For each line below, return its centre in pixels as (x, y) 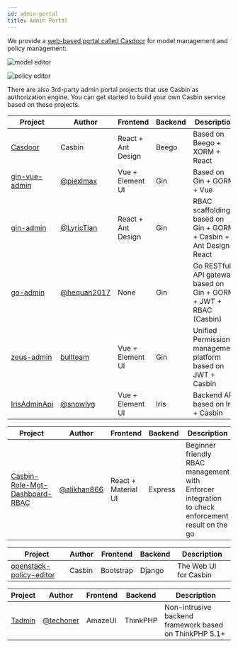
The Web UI (197, 566)
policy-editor (33, 574)
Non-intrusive (188, 607)
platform (207, 357)
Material (124, 489)
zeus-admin (32, 357)
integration (203, 498)
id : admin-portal (33, 14)
